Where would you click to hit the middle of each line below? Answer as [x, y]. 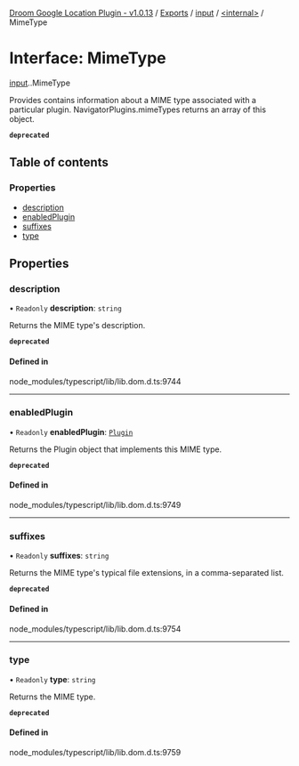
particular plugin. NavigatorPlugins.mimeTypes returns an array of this [138, 109]
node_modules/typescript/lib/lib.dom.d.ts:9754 [95, 629]
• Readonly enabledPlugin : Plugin [71, 431]
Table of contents [59, 162]
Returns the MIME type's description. [77, 326]
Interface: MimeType [88, 58]
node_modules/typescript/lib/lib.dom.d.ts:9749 [95, 505]
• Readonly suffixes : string [59, 556]
